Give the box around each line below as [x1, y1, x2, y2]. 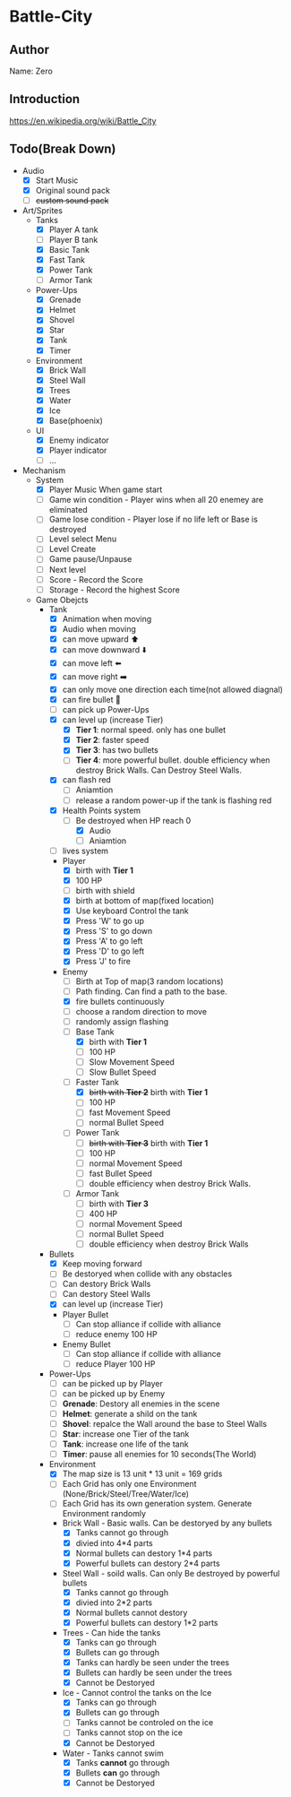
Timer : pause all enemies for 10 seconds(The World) [62, 1449, 257, 1460]
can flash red [62, 774, 112, 785]
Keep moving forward [62, 1258, 142, 1269]
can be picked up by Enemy [62, 1387, 166, 1399]
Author [9, 42, 49, 57]
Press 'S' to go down [75, 926, 153, 937]
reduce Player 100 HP [75, 1358, 156, 1369]
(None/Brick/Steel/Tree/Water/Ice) [62, 1489, 190, 1499]
